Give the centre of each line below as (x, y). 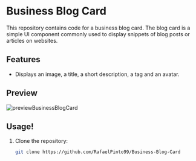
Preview (22, 93)
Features (23, 59)
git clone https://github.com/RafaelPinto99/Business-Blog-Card (98, 152)
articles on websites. (32, 40)
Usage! (20, 126)
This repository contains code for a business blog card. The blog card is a (98, 28)
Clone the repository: (41, 141)
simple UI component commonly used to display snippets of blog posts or (98, 34)
